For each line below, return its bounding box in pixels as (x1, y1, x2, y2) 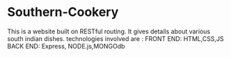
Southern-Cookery (7, 4, 119, 20)
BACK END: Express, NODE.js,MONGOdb (7, 42, 125, 50)
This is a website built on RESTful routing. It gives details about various (7, 27, 211, 35)
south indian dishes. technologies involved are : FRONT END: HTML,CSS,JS (7, 34, 224, 42)
